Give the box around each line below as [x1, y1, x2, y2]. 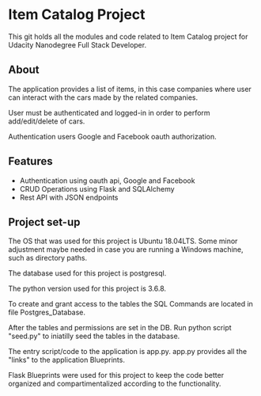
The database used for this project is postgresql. [8, 268, 167, 278]
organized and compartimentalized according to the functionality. [8, 379, 221, 389]
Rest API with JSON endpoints [19, 192, 119, 202]
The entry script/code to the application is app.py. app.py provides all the [8, 347, 248, 356]
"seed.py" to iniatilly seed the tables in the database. [8, 331, 180, 341]
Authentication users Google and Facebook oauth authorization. [8, 131, 217, 141]
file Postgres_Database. [8, 307, 85, 318]
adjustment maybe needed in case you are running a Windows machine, [8, 245, 244, 254]
